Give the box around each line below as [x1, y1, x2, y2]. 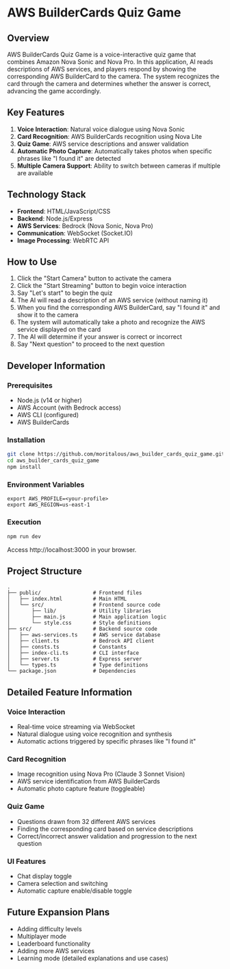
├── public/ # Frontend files [7, 590, 142, 597]
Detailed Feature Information [7, 686, 132, 698]
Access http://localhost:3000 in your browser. [7, 545, 137, 554]
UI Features [7, 856, 47, 866]
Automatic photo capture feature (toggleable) [16, 785, 145, 793]
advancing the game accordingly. [7, 87, 101, 95]
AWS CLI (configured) [16, 411, 79, 419]
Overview [7, 32, 50, 44]
